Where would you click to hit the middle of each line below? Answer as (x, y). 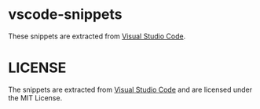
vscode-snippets (65, 15)
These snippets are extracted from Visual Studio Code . (97, 36)
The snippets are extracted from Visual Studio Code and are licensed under (130, 89)
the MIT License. (35, 98)
